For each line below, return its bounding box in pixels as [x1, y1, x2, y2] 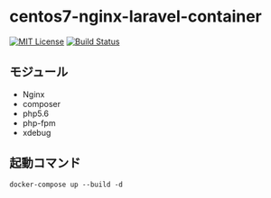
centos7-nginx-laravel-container [9, 6, 262, 27]
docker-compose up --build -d [9, 180, 124, 189]
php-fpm [22, 117, 56, 128]
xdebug [22, 127, 51, 138]
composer [22, 98, 61, 109]
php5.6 [22, 108, 50, 119]
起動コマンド [9, 156, 81, 171]
